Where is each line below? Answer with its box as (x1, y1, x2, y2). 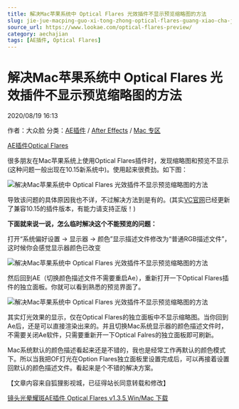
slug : (7, 17, 23, 24)
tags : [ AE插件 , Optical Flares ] (7, 37, 101, 44)
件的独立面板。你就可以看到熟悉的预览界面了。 (7, 282, 144, 292)
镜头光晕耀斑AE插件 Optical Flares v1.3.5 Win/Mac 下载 (7, 394, 169, 403)
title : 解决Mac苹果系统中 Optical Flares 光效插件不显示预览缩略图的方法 (7, 10, 207, 18)
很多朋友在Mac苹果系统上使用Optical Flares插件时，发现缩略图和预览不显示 (7, 156, 229, 165)
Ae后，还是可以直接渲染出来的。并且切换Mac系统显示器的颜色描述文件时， (7, 322, 228, 331)
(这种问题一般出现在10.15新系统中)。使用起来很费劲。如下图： (7, 165, 188, 174)
